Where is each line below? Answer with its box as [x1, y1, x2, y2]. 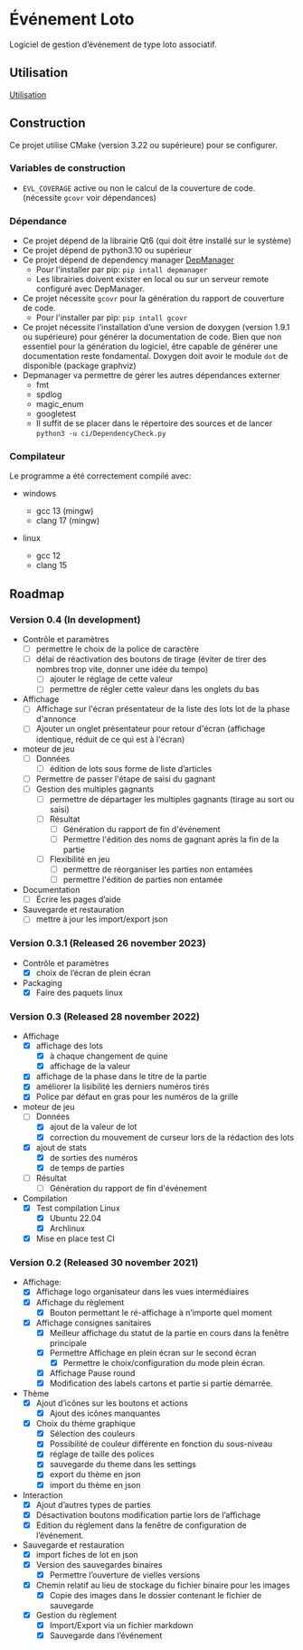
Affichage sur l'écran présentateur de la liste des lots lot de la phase [35, 704, 290, 715]
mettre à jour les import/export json [35, 914, 168, 925]
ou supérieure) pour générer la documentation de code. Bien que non [22, 331, 282, 343]
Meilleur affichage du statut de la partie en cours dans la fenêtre [49, 1327, 289, 1338]
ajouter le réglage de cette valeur [49, 674, 174, 685]
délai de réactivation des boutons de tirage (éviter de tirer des [35, 654, 267, 665]
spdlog [35, 389, 62, 400]
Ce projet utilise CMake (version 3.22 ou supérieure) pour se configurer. [9, 139, 279, 150]
